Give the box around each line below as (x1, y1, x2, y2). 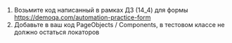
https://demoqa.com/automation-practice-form (13, 13, 151, 21)
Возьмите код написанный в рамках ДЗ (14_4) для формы (13, 6, 188, 14)
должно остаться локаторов (13, 28, 100, 36)
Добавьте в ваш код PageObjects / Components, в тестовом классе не (13, 21, 225, 28)
